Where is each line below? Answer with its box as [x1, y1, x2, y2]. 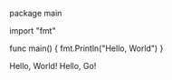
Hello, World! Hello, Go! [9, 61, 97, 71]
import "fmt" [9, 25, 56, 35]
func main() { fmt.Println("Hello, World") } [9, 43, 164, 54]
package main [9, 8, 62, 18]
